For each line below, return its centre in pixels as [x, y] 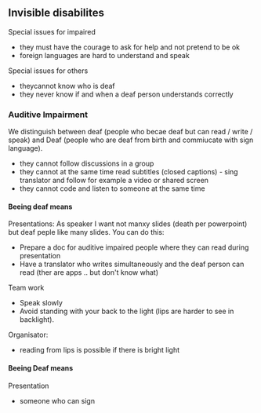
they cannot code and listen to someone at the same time [112, 188]
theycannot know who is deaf [67, 86]
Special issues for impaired [52, 31]
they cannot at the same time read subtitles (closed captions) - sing [129, 172]
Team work [26, 288]
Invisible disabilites [56, 13]
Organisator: [28, 335]
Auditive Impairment [48, 115]
